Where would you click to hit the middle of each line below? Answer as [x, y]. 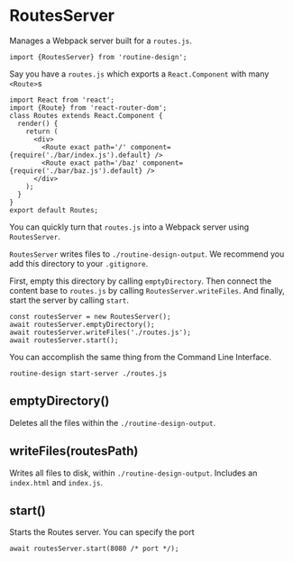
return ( [42, 131]
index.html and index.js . [56, 482]
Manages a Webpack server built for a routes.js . [101, 41]
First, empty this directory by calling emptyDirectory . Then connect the [141, 281]
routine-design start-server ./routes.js [88, 373]
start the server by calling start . [69, 300]
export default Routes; [54, 210]
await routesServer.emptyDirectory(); [82, 324]
